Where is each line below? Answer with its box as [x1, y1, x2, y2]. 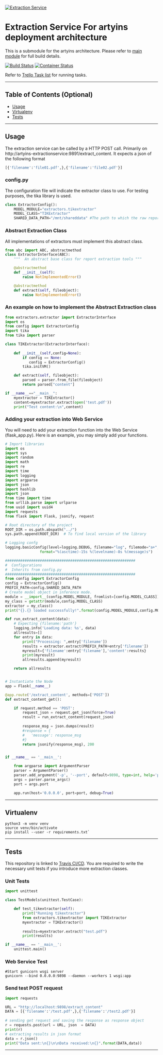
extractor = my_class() [5, 603, 53, 608]
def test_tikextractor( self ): [14, 906, 75, 911]
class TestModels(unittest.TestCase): [5, 898, 83, 902]
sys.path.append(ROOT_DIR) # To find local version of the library [5, 532, 147, 536]
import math [5, 460, 29, 465]
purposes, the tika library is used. [5, 192, 72, 199]
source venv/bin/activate [5, 826, 57, 830]
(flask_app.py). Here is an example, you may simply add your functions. [5, 432, 148, 438]
